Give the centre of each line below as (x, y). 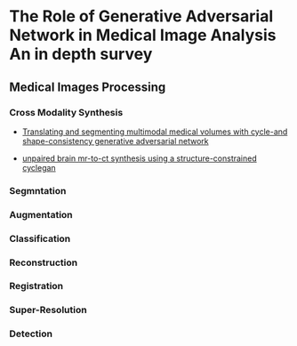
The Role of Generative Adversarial (141, 16)
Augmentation (41, 214)
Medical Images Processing (88, 87)
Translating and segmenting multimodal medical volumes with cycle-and (155, 132)
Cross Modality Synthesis (66, 112)
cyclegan (39, 167)
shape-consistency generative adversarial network (115, 141)
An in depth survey (81, 54)
